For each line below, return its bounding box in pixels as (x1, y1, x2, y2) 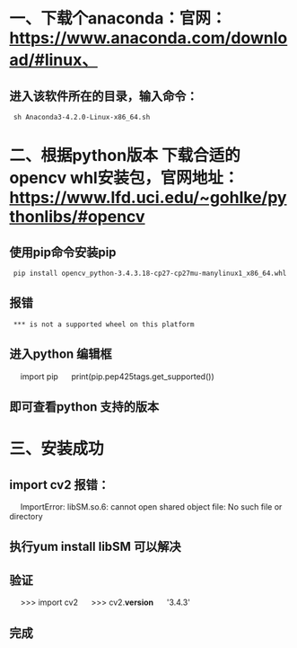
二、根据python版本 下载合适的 (9, 146, 240, 166)
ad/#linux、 (9, 50, 99, 70)
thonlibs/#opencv (9, 207, 145, 227)
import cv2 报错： (9, 477, 110, 493)
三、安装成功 (9, 439, 105, 459)
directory (9, 511, 43, 522)
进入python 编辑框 (9, 347, 112, 362)
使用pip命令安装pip (9, 244, 117, 260)
